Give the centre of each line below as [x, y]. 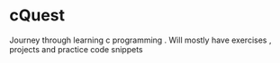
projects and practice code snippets [76, 49]
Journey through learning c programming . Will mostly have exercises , [140, 40]
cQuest [37, 16]
